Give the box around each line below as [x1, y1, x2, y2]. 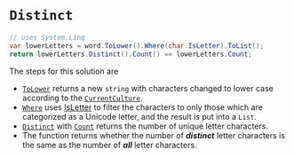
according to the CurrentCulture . [21, 92, 143, 103]
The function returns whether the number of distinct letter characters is [21, 130, 286, 140]
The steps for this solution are [9, 66, 119, 76]
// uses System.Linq [9, 33, 86, 42]
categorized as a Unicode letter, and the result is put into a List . [21, 111, 258, 122]
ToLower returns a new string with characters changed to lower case [21, 82, 274, 93]
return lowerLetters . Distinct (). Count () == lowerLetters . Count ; [9, 50, 252, 59]
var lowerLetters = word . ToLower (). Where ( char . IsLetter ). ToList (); [9, 41, 265, 51]
